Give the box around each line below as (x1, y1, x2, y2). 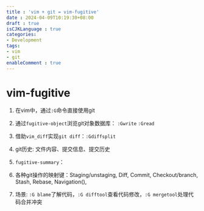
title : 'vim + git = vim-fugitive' (6, 9, 99, 15)
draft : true (6, 20, 40, 26)
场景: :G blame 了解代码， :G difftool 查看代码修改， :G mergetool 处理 (15, 191, 189, 198)
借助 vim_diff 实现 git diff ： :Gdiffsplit (15, 133, 116, 140)
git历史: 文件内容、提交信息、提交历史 (15, 145, 111, 153)
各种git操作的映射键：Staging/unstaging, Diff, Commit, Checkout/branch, (15, 171, 199, 179)
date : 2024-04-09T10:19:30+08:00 (6, 15, 94, 21)
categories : (6, 32, 37, 38)
